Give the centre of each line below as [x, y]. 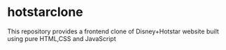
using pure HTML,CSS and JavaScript [62, 38]
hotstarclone [45, 12]
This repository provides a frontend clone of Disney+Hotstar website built [113, 31]
